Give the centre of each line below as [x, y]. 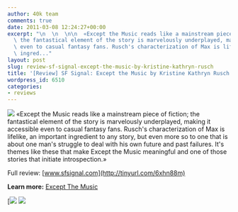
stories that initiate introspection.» [57, 160]
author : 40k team [33, 14]
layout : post [27, 60]
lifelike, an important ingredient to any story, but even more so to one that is [118, 137]
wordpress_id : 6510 [36, 80]
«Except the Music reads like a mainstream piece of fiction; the [108, 114]
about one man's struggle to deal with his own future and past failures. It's [116, 144]
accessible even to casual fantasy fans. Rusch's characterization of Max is [116, 129]
